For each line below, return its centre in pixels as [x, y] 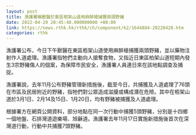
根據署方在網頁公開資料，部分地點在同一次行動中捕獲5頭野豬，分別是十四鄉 [97, 112]
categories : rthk [27, 33]
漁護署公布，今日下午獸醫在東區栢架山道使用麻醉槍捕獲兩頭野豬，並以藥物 [95, 51]
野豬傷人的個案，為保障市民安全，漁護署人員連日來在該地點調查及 [99, 65]
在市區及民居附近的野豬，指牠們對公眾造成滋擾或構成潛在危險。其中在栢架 [95, 92]
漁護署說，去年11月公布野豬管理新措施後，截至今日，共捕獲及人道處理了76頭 [98, 84]
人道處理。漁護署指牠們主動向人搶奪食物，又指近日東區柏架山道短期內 [100, 58]
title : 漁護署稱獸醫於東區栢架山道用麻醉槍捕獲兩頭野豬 [65, 17]
